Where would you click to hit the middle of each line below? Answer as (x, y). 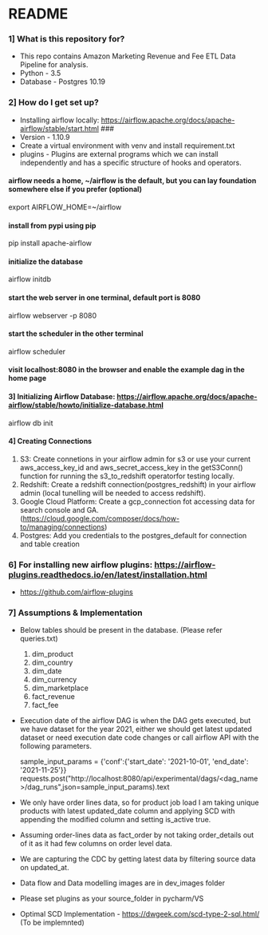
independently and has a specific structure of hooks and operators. (130, 162)
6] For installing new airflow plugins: (81, 565)
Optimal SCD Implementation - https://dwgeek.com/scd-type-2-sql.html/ (140, 914)
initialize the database (46, 262)
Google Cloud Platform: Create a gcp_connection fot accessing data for (137, 501)
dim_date (47, 671)
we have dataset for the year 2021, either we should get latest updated (136, 729)
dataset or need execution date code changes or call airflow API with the (139, 737)
